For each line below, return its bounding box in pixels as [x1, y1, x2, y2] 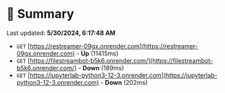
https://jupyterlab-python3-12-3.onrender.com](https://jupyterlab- [30, 71, 218, 79]
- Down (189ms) [78, 64, 125, 72]
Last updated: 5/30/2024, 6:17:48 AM [6, 29, 116, 37]
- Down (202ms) [100, 78, 148, 86]
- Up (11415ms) [76, 49, 119, 57]
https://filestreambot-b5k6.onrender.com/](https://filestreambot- [30, 56, 213, 64]
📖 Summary [6, 6, 74, 22]
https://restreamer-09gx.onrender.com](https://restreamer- [30, 42, 199, 50]
